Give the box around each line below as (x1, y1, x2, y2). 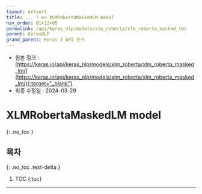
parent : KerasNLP (6, 31, 50, 37)
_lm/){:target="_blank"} (14, 80, 73, 87)
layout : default (6, 8, 47, 15)
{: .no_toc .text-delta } (6, 163, 61, 171)
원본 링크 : (14, 54, 40, 61)
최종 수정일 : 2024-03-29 (14, 87, 76, 94)
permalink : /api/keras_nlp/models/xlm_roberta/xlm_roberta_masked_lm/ (6, 25, 187, 32)
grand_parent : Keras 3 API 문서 (6, 37, 85, 43)
